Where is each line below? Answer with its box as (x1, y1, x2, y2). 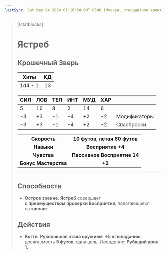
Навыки (33, 143, 54, 150)
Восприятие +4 (86, 143, 125, 150)
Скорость (31, 135, 56, 142)
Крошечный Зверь (17, 59, 79, 67)
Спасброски (116, 121, 146, 128)
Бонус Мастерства (19, 159, 67, 166)
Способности (17, 182, 62, 191)
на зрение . (24, 206, 48, 212)
